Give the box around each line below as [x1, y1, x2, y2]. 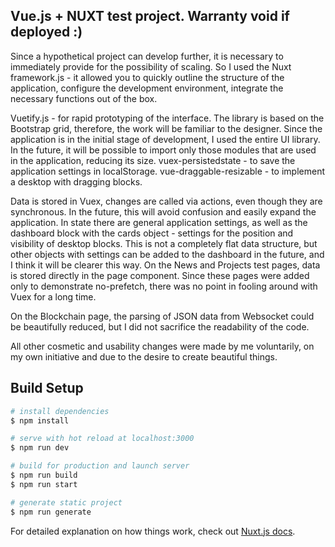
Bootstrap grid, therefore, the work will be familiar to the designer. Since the [10, 122, 323, 134]
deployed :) [10, 24, 83, 41]
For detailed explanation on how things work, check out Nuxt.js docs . [10, 525, 296, 537]
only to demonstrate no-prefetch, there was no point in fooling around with [10, 280, 318, 292]
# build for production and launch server [10, 461, 190, 471]
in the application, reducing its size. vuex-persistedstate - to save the [10, 154, 296, 166]
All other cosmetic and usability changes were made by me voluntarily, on [10, 340, 315, 352]
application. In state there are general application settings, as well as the [10, 216, 308, 228]
